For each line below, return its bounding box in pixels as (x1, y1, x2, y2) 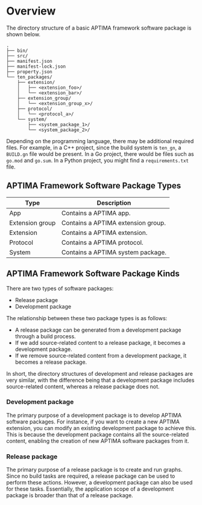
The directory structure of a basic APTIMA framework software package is (6, 24, 192, 31)
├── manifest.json (6, 58, 52, 64)
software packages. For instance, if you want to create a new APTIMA (6, 418, 180, 425)
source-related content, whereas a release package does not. (6, 382, 160, 390)
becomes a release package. (14, 358, 87, 365)
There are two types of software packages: (6, 285, 114, 292)
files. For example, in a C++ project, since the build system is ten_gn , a (6, 144, 181, 151)
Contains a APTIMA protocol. (61, 238, 144, 246)
